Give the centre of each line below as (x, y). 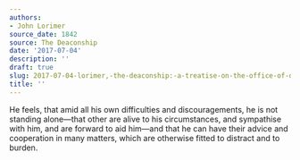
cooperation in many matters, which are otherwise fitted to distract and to (145, 138)
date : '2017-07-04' (46, 51)
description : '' (39, 59)
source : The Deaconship (54, 42)
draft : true (31, 68)
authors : (25, 17)
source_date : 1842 (43, 34)
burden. (24, 147)
